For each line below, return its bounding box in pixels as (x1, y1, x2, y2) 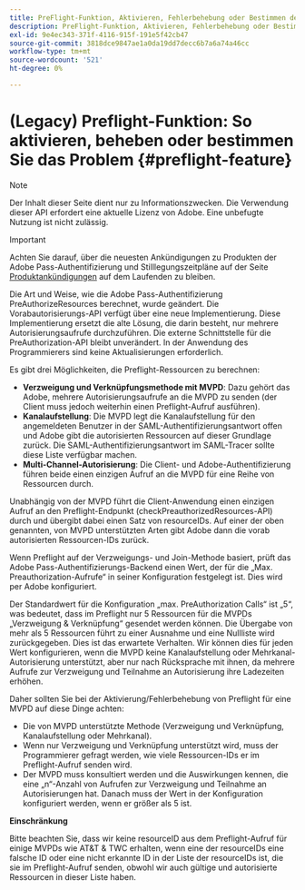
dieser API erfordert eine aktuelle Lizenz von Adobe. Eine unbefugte (9, 206, 264, 218)
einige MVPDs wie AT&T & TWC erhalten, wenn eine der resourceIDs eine (9, 842, 284, 854)
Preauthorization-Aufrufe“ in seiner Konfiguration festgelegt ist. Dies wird (9, 571, 283, 582)
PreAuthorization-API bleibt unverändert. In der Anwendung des (9, 337, 249, 348)
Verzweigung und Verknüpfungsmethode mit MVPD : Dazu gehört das (22, 381, 290, 392)
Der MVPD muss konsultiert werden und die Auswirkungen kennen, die (22, 768, 289, 779)
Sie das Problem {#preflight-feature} (9, 150, 292, 171)
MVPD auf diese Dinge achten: (9, 703, 124, 714)
